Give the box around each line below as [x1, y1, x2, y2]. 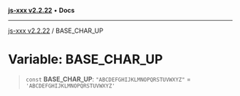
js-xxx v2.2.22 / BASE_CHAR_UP [8, 26, 104, 35]
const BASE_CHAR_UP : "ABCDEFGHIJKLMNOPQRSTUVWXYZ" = [25, 75, 192, 83]
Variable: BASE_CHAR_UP [8, 51, 163, 68]
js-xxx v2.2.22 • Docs [8, 6, 75, 14]
